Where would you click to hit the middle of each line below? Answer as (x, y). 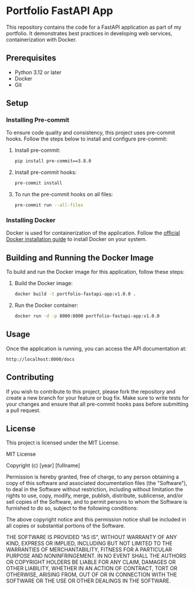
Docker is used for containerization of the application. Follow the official (93, 233)
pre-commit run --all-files (49, 205)
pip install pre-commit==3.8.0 (53, 161)
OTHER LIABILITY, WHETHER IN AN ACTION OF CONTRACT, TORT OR (92, 568)
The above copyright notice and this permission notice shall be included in (96, 520)
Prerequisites (31, 58)
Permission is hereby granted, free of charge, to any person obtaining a (93, 477)
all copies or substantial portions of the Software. (65, 526)
